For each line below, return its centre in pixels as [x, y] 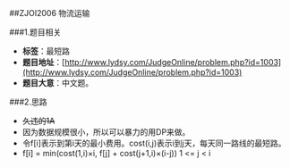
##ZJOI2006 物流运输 [50, 13]
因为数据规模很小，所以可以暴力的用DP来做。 [106, 132]
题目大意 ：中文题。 [58, 83]
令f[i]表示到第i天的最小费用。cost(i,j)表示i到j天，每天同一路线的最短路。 [154, 143]
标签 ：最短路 [46, 51]
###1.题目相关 [35, 32]
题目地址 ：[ [43, 62]
